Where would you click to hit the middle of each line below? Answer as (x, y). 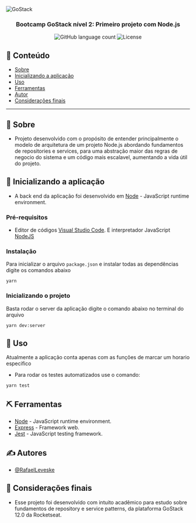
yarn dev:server (26, 325)
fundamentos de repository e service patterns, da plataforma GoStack (99, 508)
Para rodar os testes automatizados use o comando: (77, 375)
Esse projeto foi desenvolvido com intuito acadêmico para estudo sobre (101, 502)
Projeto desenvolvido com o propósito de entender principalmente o (97, 138)
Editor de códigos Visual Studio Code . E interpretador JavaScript (92, 230)
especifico (19, 364)
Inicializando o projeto (38, 296)
